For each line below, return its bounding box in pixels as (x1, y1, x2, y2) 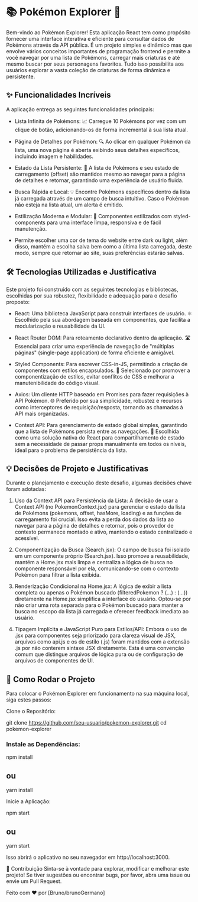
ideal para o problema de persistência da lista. (14, 447, 128, 454)
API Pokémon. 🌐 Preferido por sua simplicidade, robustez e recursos (14, 397, 183, 404)
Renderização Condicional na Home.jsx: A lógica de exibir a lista (14, 583, 171, 590)
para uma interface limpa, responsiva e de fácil (46, 219, 161, 226)
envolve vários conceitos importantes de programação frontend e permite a (6, 47, 191, 54)
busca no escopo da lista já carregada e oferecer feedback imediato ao (14, 608, 189, 615)
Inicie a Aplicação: (6, 798, 51, 805)
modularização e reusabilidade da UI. (14, 322, 106, 329)
